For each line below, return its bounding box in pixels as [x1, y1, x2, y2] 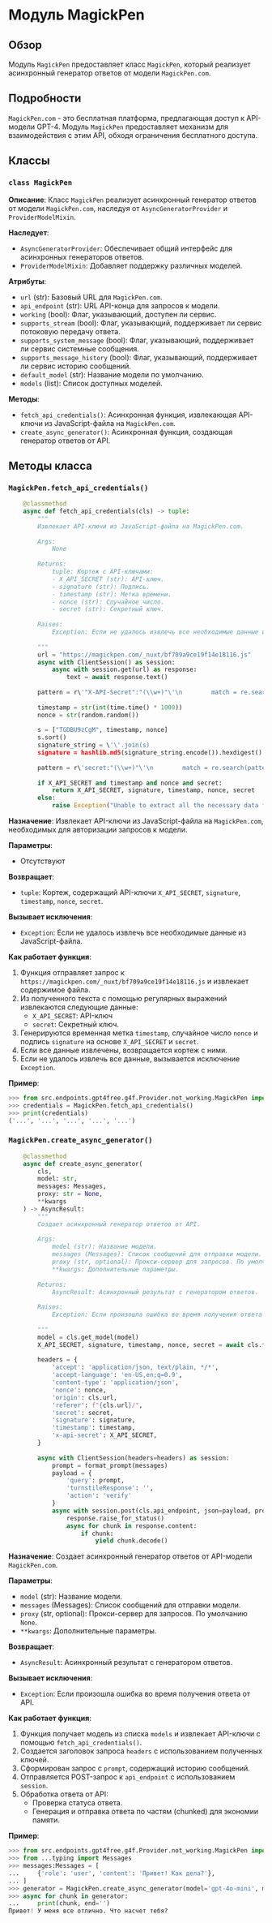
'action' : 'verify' [66, 1491, 132, 1500]
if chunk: [80, 1529, 114, 1538]
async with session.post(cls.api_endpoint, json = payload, [51, 1507, 252, 1515]
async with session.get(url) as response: [51, 665, 198, 674]
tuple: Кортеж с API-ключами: [51, 568, 154, 576]
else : [37, 794, 57, 802]
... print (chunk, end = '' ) [8, 1899, 111, 1908]
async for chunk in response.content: [66, 1521, 198, 1530]
